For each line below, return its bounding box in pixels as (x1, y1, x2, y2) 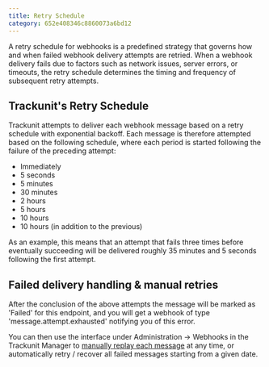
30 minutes (19, 187, 58, 198)
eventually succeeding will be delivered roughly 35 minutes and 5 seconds (8, 246, 257, 256)
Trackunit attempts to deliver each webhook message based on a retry (8, 120, 244, 130)
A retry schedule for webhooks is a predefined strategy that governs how (8, 41, 253, 51)
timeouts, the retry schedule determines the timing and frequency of (8, 67, 237, 77)
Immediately (19, 162, 62, 172)
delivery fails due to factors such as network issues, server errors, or (8, 58, 238, 69)
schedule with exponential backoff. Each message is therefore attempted (8, 129, 252, 139)
